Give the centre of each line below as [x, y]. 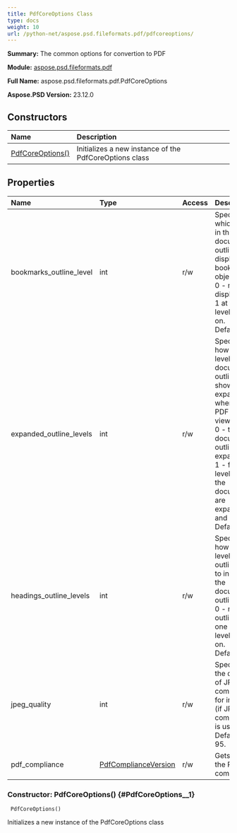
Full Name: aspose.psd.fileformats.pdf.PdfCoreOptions [87, 81]
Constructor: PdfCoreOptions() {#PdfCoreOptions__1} [101, 794]
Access [195, 202]
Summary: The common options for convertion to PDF [87, 54]
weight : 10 [23, 27]
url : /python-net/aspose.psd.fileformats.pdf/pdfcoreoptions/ [101, 34]
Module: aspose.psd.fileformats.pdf [60, 67]
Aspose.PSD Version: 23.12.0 [50, 95]
